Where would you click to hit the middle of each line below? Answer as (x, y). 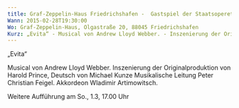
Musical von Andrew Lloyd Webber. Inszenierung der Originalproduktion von (119, 67)
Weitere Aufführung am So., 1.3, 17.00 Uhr (68, 97)
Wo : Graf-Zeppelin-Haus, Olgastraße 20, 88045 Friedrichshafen (103, 27)
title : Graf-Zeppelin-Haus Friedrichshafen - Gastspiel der (100, 14)
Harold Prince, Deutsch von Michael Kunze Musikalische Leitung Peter (111, 75)
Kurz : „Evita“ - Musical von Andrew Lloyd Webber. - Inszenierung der (114, 34)
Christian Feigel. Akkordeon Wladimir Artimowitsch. (83, 83)
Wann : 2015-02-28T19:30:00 (47, 21)
